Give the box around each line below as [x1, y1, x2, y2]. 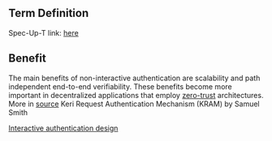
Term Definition [8, 6, 89, 20]
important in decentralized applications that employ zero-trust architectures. [8, 90, 264, 100]
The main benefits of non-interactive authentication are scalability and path [8, 73, 261, 83]
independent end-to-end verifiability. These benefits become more [8, 81, 233, 92]
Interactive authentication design [8, 123, 119, 133]
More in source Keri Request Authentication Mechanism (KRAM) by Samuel [8, 99, 260, 109]
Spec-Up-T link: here [8, 28, 79, 37]
